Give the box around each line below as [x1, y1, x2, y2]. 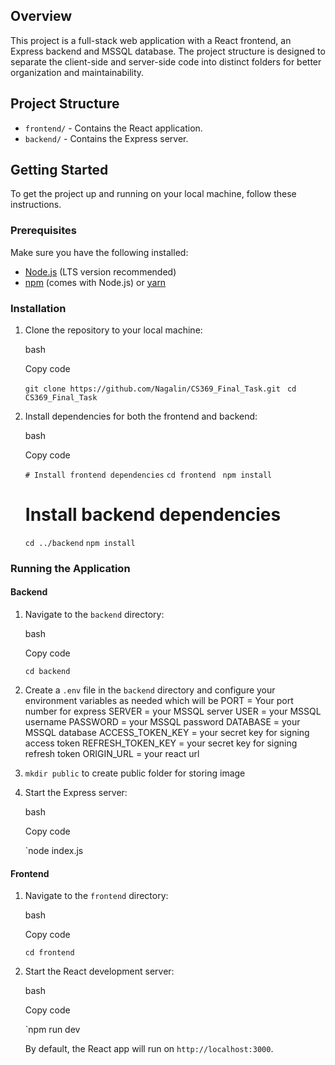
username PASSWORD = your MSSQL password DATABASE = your [24, 716, 301, 728]
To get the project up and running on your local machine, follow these [10, 188, 297, 200]
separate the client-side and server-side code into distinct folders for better [10, 55, 322, 68]
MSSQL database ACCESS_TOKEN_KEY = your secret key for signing [24, 727, 310, 739]
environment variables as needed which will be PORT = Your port [24, 695, 294, 707]
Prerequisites [10, 224, 77, 238]
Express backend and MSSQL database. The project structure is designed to [10, 45, 326, 57]
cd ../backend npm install [24, 538, 136, 548]
